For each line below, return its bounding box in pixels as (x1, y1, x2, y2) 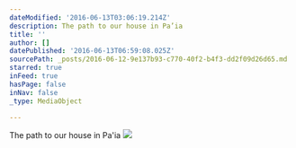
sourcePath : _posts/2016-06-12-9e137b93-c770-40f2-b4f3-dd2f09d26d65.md (9, 55, 288, 64)
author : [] (9, 38, 50, 48)
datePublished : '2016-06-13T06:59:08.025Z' (9, 47, 175, 56)
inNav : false (9, 88, 58, 97)
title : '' (9, 30, 47, 39)
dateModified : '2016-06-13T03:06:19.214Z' (9, 13, 171, 22)
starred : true (9, 64, 63, 73)
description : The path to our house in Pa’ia (9, 22, 183, 30)
